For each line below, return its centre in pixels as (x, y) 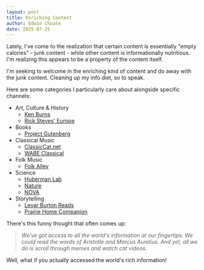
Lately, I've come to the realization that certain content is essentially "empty (101, 46)
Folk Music (29, 160)
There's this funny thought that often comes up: (66, 224)
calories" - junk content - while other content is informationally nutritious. (98, 53)
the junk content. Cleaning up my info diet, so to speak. (76, 78)
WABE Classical (44, 153)
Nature (33, 186)
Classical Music (35, 140)
